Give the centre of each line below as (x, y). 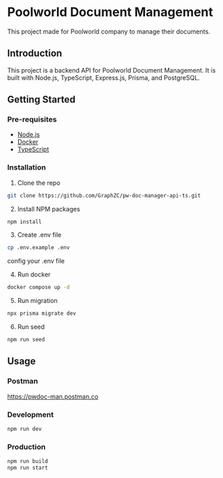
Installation (27, 167)
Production (26, 447)
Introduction (35, 53)
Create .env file (39, 235)
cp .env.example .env (39, 248)
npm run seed (26, 340)
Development (31, 414)
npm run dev (24, 429)
